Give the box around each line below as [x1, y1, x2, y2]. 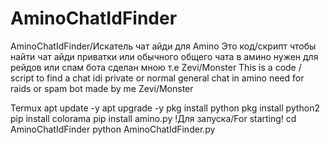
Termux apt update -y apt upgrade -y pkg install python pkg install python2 [10, 102, 320, 114]
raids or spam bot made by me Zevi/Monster [10, 82, 194, 94]
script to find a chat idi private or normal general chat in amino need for [10, 72, 305, 84]
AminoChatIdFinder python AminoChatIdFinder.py [10, 123, 216, 135]
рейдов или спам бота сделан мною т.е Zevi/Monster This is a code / [10, 61, 302, 73]
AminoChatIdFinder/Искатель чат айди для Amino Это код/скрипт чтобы [10, 40, 317, 52]
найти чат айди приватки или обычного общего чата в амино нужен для [10, 50, 319, 62]
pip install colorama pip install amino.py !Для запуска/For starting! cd [10, 112, 297, 124]
